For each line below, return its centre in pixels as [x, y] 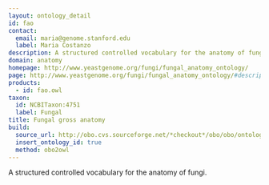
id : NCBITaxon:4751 [48, 105]
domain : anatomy [35, 61]
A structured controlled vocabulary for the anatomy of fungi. [108, 172]
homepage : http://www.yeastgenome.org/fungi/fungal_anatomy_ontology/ [128, 68]
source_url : [36, 135]
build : [19, 127]
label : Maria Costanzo [53, 46]
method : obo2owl [42, 150]
